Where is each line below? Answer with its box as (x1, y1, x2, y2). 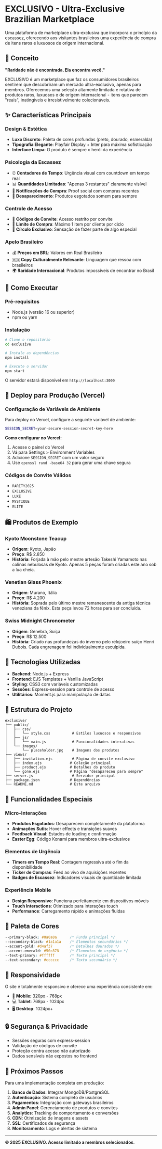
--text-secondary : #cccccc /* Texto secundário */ (5, 957, 118, 962)
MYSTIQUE (12, 499, 30, 504)
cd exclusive (5, 342, 31, 347)
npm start (5, 368, 25, 373)
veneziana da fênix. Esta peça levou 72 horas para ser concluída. (12, 605, 141, 611)
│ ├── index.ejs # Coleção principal (5, 761, 111, 766)
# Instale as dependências (5, 351, 59, 356)
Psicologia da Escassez (5, 159, 61, 166)
